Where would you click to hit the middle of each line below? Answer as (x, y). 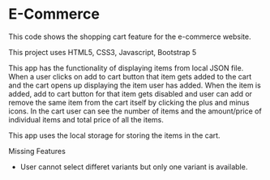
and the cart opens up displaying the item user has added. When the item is (135, 85)
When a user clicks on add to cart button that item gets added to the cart (130, 76)
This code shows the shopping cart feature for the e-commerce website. (130, 36)
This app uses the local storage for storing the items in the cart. (114, 135)
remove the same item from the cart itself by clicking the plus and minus (129, 102)
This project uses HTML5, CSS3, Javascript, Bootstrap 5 (103, 52)
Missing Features (37, 151)
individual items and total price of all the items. (86, 119)
